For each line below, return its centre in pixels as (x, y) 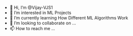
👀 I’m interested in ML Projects (41, 13)
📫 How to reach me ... (32, 28)
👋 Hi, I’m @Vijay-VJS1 (31, 8)
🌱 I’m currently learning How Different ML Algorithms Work (69, 18)
